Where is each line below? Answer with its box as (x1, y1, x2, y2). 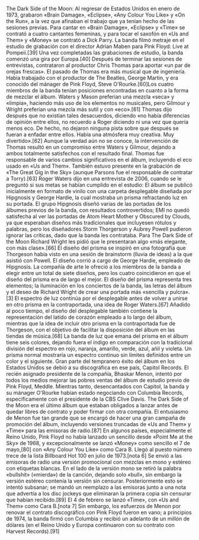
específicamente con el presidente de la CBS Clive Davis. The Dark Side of (6, 395, 189, 402)
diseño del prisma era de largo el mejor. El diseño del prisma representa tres (6, 276, 192, 283)
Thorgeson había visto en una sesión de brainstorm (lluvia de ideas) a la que (6, 251, 192, 257)
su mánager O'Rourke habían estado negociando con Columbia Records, (6, 389, 184, 396)
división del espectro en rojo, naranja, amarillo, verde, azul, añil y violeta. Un (6, 345, 192, 352)
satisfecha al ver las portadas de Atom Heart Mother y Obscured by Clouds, (6, 213, 191, 220)
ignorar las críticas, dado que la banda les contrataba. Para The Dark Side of (6, 232, 193, 239)
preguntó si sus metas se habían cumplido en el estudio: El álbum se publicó (6, 181, 192, 188)
